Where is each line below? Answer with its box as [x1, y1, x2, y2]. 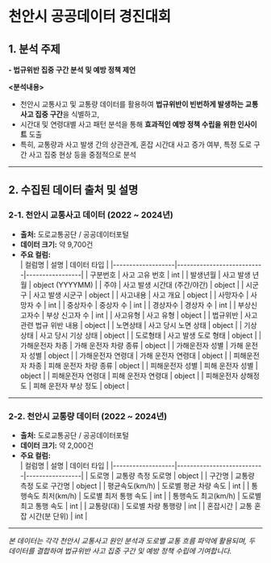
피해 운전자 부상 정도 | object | [33, 380, 130, 390]
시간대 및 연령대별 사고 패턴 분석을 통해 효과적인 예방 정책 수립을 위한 [19, 120, 236, 129]
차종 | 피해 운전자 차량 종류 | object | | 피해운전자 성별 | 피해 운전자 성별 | [28, 360, 258, 370]
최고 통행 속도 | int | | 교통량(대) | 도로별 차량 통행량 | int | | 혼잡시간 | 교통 [19, 501, 252, 510]
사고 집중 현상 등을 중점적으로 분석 [28, 150, 137, 159]
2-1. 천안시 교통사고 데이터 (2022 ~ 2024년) [8, 209, 173, 221]
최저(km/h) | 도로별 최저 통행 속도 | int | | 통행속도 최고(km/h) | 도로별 [41, 490, 262, 501]
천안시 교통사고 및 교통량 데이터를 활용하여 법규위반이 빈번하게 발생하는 [19, 99, 244, 109]
